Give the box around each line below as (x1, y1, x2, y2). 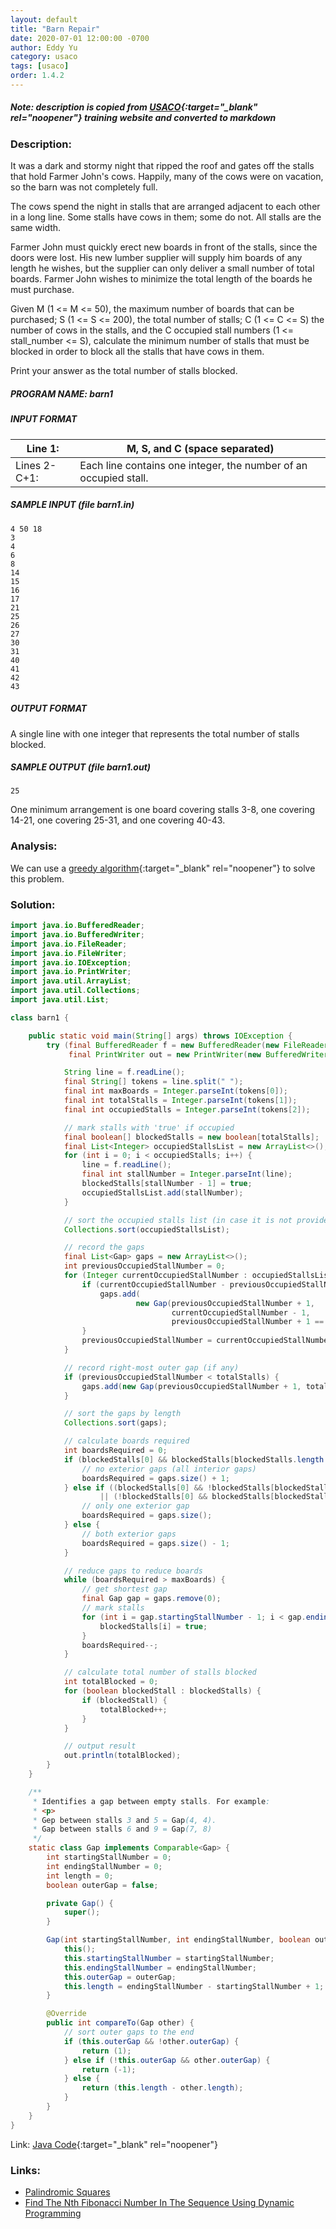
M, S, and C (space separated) (126, 441, 275, 455)
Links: (10, 2163, 41, 2177)
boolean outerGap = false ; (46, 1880, 159, 1890)
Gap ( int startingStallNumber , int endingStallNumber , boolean (46, 1935, 311, 1945)
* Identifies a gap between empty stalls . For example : (32, 1796, 271, 1806)
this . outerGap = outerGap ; (63, 1972, 177, 1982)
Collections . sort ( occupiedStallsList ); (63, 1224, 230, 1235)
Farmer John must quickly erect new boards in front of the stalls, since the (10, 241, 318, 253)
